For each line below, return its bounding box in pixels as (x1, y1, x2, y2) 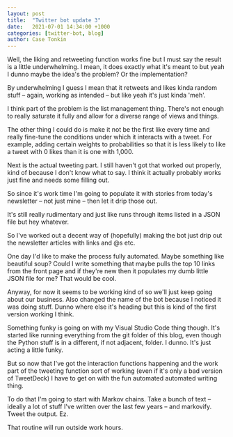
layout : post (7, 10, 45, 17)
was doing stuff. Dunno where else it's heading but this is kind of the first (7, 302, 217, 311)
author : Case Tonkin (7, 36, 67, 43)
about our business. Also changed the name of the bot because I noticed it (7, 296, 221, 304)
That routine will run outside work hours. (7, 423, 123, 432)
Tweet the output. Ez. (7, 410, 68, 418)
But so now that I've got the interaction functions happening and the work (7, 360, 218, 368)
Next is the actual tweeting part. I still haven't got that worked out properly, (7, 161, 222, 169)
